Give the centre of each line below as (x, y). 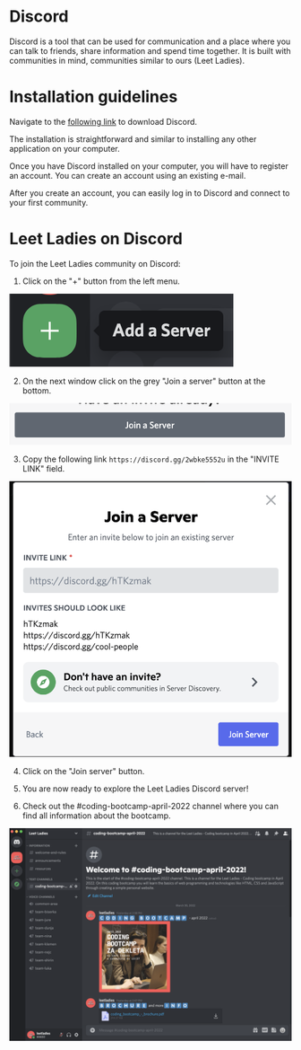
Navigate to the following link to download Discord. (103, 121)
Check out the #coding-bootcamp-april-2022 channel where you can (150, 806)
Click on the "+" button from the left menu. (101, 281)
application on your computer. (64, 148)
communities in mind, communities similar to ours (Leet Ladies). (127, 60)
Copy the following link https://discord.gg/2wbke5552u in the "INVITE (150, 459)
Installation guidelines (94, 97)
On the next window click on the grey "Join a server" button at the (144, 381)
